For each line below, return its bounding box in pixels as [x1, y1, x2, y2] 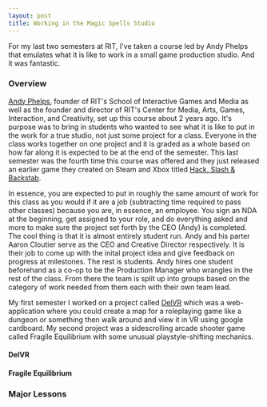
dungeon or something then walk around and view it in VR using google [8, 314, 244, 324]
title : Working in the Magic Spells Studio [8, 19, 156, 27]
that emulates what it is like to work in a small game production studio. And [8, 50, 255, 59]
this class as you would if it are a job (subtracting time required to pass [8, 197, 241, 207]
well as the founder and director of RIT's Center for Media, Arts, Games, [8, 105, 245, 115]
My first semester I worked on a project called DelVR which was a [8, 297, 225, 307]
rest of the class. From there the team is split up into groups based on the [8, 273, 250, 283]
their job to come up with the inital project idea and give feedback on [8, 248, 235, 257]
